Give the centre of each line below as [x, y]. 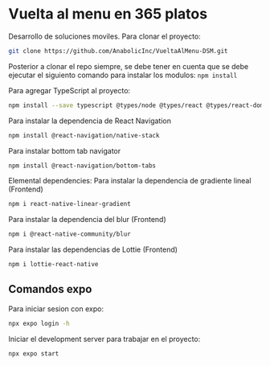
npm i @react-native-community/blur [70, 234]
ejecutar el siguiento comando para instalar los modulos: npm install [123, 75]
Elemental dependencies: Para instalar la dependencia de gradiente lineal [130, 181]
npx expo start [34, 354]
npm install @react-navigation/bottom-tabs [82, 166]
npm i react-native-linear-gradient [70, 204]
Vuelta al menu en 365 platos [108, 14]
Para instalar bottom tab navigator [65, 150]
